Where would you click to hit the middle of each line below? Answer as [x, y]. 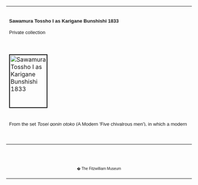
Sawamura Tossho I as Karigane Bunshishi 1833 [64, 21]
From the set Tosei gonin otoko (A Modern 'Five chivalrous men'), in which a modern [98, 124]
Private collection [27, 32]
